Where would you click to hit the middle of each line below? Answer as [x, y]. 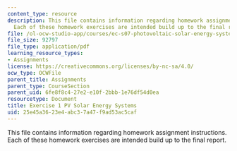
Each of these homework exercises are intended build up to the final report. [117, 140]
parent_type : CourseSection [49, 86]
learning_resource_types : [45, 54]
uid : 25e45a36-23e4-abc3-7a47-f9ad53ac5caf [72, 112]
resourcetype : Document [42, 99]
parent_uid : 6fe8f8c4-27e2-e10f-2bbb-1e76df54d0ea [83, 92]
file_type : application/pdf [49, 47]
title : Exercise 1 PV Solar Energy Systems [72, 106]
